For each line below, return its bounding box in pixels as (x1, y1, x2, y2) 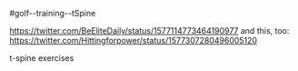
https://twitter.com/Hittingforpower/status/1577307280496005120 (9, 35, 257, 46)
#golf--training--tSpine (9, 8, 96, 18)
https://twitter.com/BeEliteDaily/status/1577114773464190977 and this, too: (9, 25, 290, 35)
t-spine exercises (9, 53, 74, 63)
